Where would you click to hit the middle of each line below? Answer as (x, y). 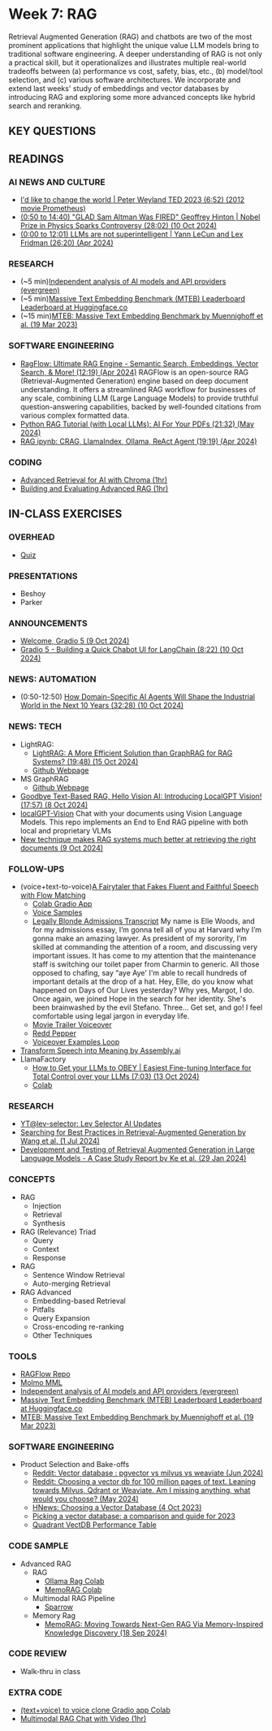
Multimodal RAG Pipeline (73, 1598)
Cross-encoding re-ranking (78, 1326)
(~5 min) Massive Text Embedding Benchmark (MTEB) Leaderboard (133, 299)
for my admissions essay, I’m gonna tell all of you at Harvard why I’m (147, 930)
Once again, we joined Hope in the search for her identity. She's (139, 999)
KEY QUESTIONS (52, 131)
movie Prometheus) (53, 209)
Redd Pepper (54, 1033)
